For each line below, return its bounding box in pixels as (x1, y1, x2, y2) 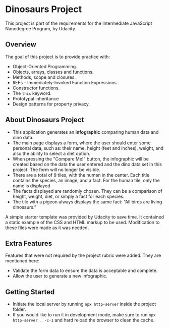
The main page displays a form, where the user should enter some (12, 140, 151, 146)
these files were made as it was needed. (5, 225, 89, 231)
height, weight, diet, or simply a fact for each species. (12, 193, 125, 199)
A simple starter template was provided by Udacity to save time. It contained (5, 213, 164, 220)
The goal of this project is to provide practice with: (5, 53, 110, 60)
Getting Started (5, 288, 55, 296)
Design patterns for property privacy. (12, 101, 90, 107)
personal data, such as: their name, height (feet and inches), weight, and (12, 145, 164, 151)
